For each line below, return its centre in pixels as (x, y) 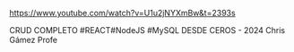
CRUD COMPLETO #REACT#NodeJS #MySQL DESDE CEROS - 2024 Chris (147, 30)
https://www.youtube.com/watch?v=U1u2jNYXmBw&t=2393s (122, 13)
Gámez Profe (34, 40)
